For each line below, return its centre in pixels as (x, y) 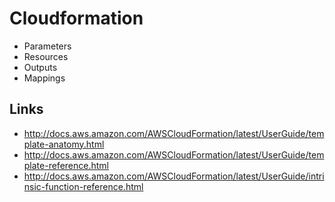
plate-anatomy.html (64, 144)
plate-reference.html (66, 165)
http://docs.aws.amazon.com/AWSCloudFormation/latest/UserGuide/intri (174, 176)
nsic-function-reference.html (83, 186)
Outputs (40, 67)
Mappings (44, 78)
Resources (46, 56)
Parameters (47, 46)
